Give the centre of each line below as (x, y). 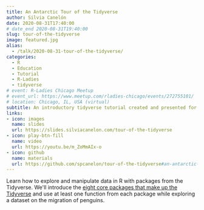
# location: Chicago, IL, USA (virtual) (58, 102)
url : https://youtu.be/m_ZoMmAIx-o (57, 147)
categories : (21, 57)
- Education (27, 68)
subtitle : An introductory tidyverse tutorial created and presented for (102, 107)
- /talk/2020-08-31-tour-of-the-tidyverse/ (67, 51)
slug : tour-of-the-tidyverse (43, 34)
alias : (15, 46)
